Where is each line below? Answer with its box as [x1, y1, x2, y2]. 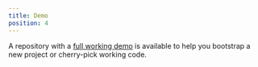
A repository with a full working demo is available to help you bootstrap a [8, 41, 251, 50]
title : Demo [8, 11, 48, 20]
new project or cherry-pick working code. [8, 49, 148, 59]
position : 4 [8, 19, 48, 27]
